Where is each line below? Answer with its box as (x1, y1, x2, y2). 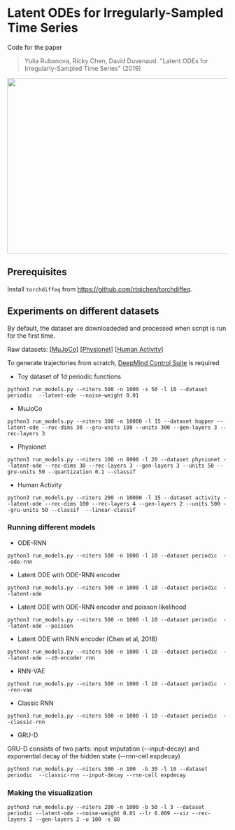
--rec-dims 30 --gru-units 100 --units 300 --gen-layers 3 (41, 423, 218, 431)
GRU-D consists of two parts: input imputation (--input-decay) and (7, 744, 199, 753)
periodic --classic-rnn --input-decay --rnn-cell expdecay (7, 771, 187, 779)
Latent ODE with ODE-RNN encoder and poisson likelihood (17, 602, 187, 611)
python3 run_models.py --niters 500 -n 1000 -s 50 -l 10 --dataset (7, 386, 208, 393)
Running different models (7, 522, 96, 532)
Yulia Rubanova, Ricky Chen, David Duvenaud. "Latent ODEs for (24, 56, 208, 65)
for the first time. (7, 331, 56, 340)
